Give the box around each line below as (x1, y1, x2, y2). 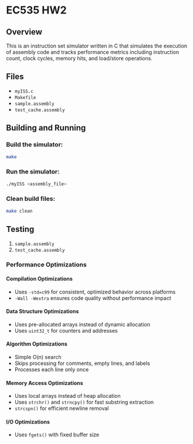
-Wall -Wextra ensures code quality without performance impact (14, 294, 171, 302)
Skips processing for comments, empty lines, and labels (14, 360, 151, 367)
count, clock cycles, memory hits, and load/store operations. (6, 55, 153, 62)
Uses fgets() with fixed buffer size (14, 431, 100, 438)
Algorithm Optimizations (6, 340, 67, 347)
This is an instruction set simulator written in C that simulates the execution (6, 42, 188, 49)
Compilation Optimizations (6, 275, 73, 282)
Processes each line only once (14, 366, 89, 373)
